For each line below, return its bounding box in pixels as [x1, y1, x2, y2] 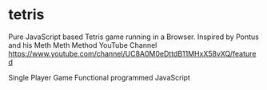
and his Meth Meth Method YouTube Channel [8, 40, 157, 49]
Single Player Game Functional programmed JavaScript [8, 72, 190, 82]
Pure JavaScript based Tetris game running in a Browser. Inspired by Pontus [8, 32, 260, 41]
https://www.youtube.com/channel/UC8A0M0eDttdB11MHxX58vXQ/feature [8, 49, 257, 58]
